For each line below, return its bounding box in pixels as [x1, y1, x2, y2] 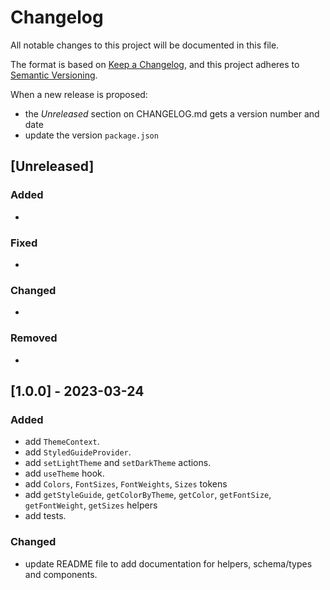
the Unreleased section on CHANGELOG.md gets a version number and [24, 107, 320, 120]
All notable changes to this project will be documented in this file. [10, 39, 280, 51]
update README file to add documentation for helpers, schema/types [24, 557, 313, 570]
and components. [24, 568, 98, 580]
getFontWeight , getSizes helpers [24, 499, 158, 511]
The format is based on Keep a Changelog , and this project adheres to [10, 58, 300, 70]
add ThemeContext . [24, 436, 100, 448]
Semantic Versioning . [10, 69, 98, 81]
